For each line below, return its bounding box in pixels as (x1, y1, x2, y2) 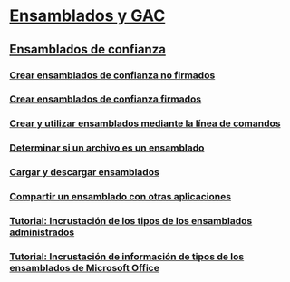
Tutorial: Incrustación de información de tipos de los (9, 250, 245, 263)
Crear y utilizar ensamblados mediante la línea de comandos (9, 117, 281, 130)
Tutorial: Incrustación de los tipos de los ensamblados (9, 215, 253, 228)
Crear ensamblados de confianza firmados (9, 92, 202, 105)
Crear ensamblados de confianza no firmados (9, 69, 216, 82)
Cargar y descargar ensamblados (9, 166, 160, 179)
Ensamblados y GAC (9, 5, 166, 26)
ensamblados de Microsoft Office (9, 261, 160, 274)
